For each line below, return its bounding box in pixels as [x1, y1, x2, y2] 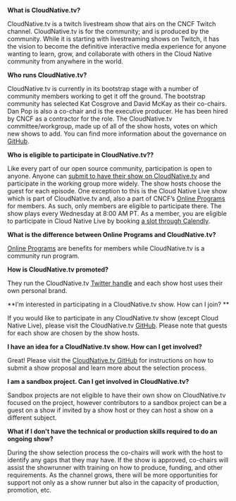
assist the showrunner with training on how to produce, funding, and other [7, 464, 223, 471]
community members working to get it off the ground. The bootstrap [7, 92, 206, 100]
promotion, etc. [7, 486, 51, 494]
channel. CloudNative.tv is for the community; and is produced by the [7, 28, 209, 35]
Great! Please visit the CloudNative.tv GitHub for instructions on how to [7, 356, 213, 364]
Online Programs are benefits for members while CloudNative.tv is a [7, 244, 205, 253]
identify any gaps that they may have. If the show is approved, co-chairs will [7, 456, 229, 464]
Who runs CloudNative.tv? [7, 71, 87, 79]
